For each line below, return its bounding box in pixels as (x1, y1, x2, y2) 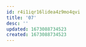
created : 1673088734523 (6, 32, 67, 38)
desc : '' (6, 20, 29, 26)
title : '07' (6, 15, 37, 21)
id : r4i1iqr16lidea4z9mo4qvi (6, 9, 81, 15)
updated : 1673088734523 (6, 26, 67, 32)
